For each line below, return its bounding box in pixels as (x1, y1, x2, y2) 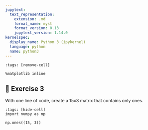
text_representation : (9, 12, 55, 17)
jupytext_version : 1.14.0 (14, 30, 68, 35)
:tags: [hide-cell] (5, 107, 46, 112)
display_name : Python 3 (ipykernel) (9, 40, 86, 45)
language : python (9, 44, 46, 49)
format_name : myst (14, 21, 52, 26)
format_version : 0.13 (14, 26, 59, 31)
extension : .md (14, 16, 46, 21)
